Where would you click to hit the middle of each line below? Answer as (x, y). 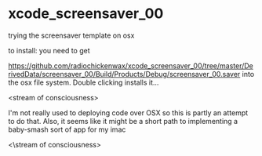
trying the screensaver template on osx (71, 35)
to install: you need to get (49, 50)
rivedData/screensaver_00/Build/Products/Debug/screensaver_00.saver (124, 74)
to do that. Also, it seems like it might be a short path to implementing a (123, 121)
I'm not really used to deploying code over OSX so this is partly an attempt (128, 112)
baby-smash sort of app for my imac (67, 129)
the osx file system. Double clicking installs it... (84, 82)
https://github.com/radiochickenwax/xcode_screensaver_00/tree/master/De (131, 65)
